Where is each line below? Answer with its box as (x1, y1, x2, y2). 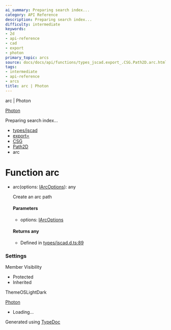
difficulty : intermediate (5, 21, 60, 27)
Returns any (12, 228, 39, 234)
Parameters (12, 205, 38, 211)
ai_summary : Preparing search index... (5, 7, 90, 13)
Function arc (5, 167, 60, 178)
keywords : (5, 27, 26, 32)
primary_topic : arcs (5, 55, 49, 60)
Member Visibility (5, 264, 42, 270)
